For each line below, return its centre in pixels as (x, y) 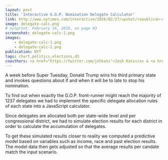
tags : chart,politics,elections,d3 (42, 56)
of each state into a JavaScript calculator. (48, 106)
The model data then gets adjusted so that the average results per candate (82, 147)
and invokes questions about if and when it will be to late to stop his (75, 80)
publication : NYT (23, 51)
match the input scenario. (31, 152)
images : (13, 38)
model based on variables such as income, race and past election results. (81, 141)
